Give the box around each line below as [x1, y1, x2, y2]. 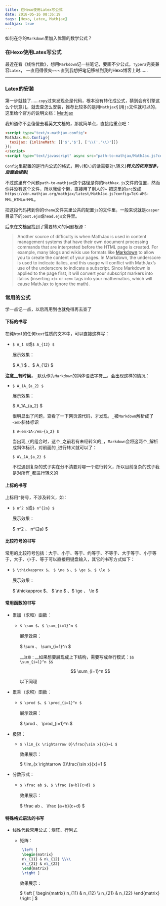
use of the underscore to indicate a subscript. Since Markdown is [17, 265, 151, 271]
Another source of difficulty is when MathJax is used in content [17, 234, 147, 240]
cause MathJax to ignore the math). [17, 281, 90, 287]
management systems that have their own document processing [17, 239, 148, 245]
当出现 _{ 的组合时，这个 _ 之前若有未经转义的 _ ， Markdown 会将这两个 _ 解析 [12, 439, 158, 445]
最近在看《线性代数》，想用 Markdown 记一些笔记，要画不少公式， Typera [5, 61, 147, 67]
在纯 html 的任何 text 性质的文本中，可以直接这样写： [5, 330, 110, 337]
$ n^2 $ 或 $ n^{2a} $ [12, 504, 55, 510]
